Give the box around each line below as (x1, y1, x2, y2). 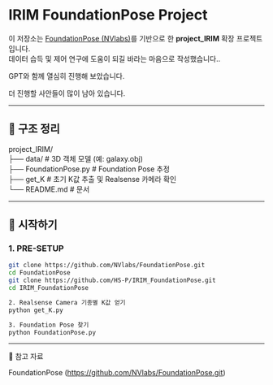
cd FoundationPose (8, 269, 71, 277)
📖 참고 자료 (8, 352, 44, 361)
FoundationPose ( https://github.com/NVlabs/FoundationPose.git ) (8, 368, 226, 378)
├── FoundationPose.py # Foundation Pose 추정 (8, 164, 171, 174)
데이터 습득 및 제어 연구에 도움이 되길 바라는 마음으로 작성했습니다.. (8, 54, 221, 63)
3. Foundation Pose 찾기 (8, 321, 89, 329)
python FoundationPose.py (8, 328, 96, 336)
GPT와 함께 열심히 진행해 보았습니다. (8, 71, 125, 80)
